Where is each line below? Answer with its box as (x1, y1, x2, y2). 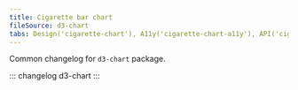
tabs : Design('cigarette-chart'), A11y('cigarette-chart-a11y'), (9, 29, 255, 38)
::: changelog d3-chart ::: (9, 71, 100, 81)
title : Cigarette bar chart (9, 12, 114, 22)
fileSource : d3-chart (9, 21, 90, 30)
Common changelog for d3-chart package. (9, 54, 166, 64)
